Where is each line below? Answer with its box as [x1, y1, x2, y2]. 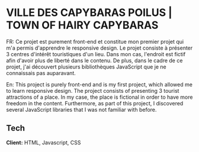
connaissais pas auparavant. [6, 69, 76, 76]
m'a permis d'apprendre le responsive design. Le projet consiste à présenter [6, 44, 193, 51]
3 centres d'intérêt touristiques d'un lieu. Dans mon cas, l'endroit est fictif [6, 50, 186, 57]
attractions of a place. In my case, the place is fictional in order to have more [6, 93, 193, 101]
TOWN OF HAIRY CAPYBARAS [6, 18, 159, 32]
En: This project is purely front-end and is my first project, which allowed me [6, 80, 192, 88]
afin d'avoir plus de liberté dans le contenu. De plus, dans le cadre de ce [6, 57, 183, 64]
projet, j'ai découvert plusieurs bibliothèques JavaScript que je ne [6, 63, 167, 70]
